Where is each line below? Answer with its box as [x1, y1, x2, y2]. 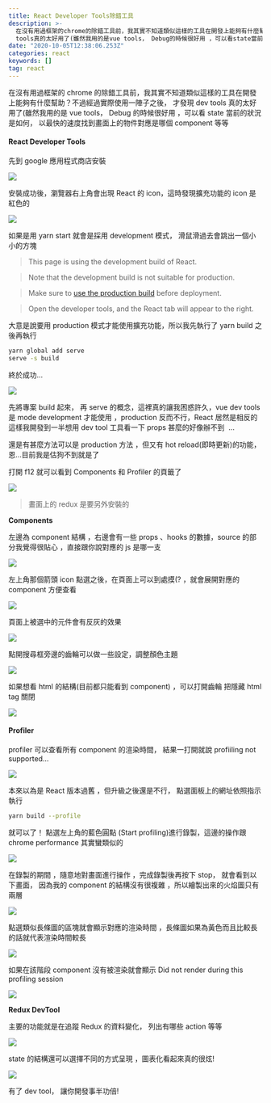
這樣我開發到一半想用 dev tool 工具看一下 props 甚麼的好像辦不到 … [8, 422, 236, 432]
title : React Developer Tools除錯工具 [8, 11, 135, 20]
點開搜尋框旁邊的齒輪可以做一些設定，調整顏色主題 [8, 649, 178, 659]
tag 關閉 [8, 692, 36, 701]
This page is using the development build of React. [27, 256, 198, 267]
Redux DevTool [8, 1004, 60, 1014]
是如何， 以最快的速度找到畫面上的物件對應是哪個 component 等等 [8, 118, 229, 128]
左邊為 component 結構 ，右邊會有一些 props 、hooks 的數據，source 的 [8, 532, 250, 541]
